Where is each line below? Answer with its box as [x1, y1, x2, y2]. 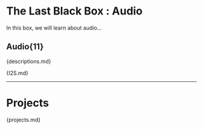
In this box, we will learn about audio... [6, 24, 102, 31]
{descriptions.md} [6, 57, 51, 64]
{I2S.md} [6, 69, 29, 77]
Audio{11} [6, 42, 44, 52]
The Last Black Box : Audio [6, 4, 143, 18]
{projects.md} [6, 116, 41, 123]
